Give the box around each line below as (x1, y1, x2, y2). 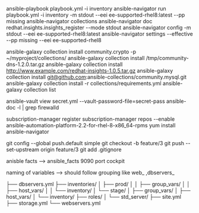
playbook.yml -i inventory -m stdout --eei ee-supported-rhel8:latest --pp (6, 11, 185, 18)
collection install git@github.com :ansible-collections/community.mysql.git (6, 74, 187, 80)
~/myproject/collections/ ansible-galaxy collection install (6, 55, 145, 61)
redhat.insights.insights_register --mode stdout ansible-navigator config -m (6, 24, 191, 31)
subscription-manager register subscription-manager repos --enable (6, 115, 175, 123)
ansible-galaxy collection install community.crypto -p (6, 48, 137, 55)
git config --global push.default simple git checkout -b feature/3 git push (6, 140, 185, 146)
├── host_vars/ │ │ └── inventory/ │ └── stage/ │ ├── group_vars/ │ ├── (6, 187, 191, 194)
